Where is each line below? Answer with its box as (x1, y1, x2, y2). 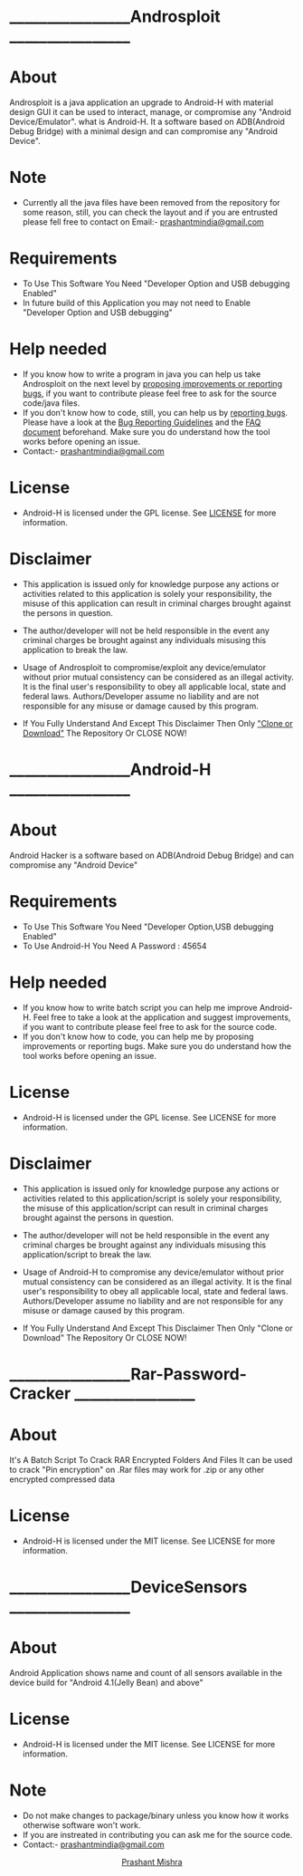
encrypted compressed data (9, 1474, 116, 1485)
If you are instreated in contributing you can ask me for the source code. (22, 1829, 293, 1840)
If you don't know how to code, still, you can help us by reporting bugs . (22, 407, 288, 418)
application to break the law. (22, 644, 128, 655)
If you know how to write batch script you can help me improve (22, 1002, 258, 1013)
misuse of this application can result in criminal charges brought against (22, 598, 291, 609)
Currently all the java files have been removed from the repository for (22, 197, 280, 208)
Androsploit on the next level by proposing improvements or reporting (22, 378, 283, 389)
